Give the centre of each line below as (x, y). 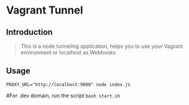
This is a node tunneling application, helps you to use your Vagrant (102, 46)
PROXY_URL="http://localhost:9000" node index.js (69, 84)
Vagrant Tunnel (45, 10)
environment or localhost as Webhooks (68, 52)
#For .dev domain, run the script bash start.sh (63, 96)
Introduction (30, 32)
